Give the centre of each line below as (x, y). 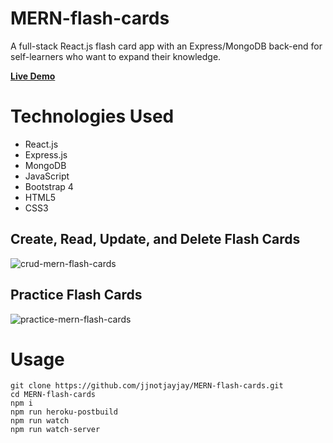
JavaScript (47, 176)
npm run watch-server (55, 430)
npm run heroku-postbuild (64, 412)
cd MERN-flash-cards (53, 395)
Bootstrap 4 (49, 186)
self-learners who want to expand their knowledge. (116, 56)
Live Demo (33, 76)
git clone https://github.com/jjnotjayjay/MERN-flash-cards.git (147, 386)
